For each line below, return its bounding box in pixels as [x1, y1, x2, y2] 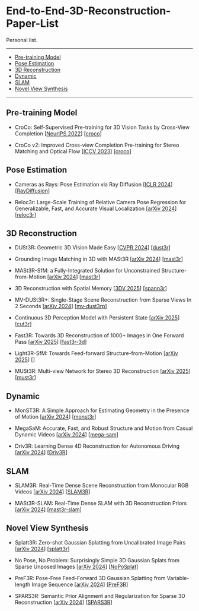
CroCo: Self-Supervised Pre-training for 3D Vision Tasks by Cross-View [14, 124, 190, 131]
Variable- [166, 574, 190, 581]
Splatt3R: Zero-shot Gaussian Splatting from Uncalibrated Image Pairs [14, 539, 186, 546]
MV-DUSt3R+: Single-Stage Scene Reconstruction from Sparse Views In [14, 296, 192, 303]
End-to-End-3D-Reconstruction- [6, 4, 171, 18]
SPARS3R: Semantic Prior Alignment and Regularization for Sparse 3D [14, 592, 185, 599]
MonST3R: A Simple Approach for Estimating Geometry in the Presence [14, 407, 190, 414]
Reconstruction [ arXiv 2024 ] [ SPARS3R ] [14, 599, 113, 606]
